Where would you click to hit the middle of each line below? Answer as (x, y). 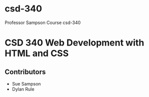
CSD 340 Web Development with (74, 43)
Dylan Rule (23, 89)
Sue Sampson (26, 83)
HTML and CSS (37, 53)
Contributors (25, 72)
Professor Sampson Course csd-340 (43, 22)
